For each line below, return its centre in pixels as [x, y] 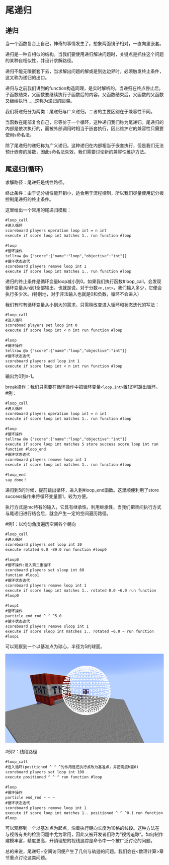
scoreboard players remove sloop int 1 [47, 626]
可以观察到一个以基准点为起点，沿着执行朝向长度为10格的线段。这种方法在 [82, 828]
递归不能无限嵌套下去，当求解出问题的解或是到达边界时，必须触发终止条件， [84, 71]
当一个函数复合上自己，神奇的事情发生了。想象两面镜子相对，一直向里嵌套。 [84, 44]
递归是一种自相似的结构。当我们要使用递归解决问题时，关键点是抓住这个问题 [84, 54]
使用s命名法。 [20, 135]
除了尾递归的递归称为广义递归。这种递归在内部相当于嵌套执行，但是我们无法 [84, 146]
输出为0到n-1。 [21, 376]
